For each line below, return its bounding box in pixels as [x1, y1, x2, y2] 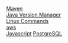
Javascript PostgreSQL [6, 30, 63, 37]
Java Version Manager [6, 11, 61, 18]
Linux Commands [6, 18, 49, 24]
